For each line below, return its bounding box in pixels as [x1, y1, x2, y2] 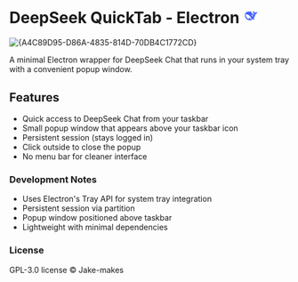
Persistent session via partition [21, 203, 135, 214]
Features [9, 90, 60, 105]
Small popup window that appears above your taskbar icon [21, 123, 238, 133]
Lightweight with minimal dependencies [21, 222, 168, 233]
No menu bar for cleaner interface [21, 151, 148, 162]
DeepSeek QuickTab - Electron [9, 8, 240, 28]
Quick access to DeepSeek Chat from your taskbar [21, 114, 209, 125]
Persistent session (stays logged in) [21, 133, 154, 143]
